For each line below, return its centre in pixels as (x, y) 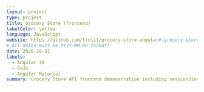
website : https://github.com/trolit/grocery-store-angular (83, 40)
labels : (16, 57)
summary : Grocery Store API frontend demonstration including (87, 79)
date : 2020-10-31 (28, 51)
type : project (24, 18)
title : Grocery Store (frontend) (49, 23)
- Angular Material (36, 74)
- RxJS (20, 68)
